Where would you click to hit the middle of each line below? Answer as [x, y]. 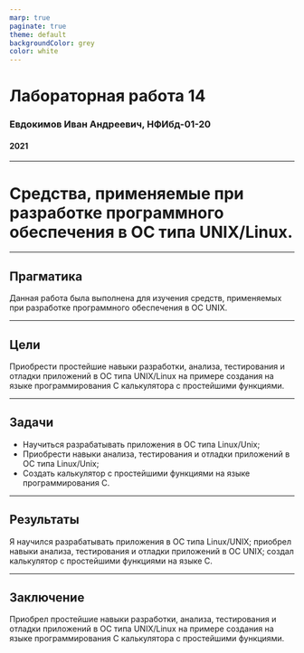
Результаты [44, 520]
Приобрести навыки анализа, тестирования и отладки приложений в [156, 454]
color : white [34, 52]
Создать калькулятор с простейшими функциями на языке [136, 473]
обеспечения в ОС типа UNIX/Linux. [151, 232]
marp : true [30, 18]
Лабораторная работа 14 [108, 96]
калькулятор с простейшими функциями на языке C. [111, 561]
